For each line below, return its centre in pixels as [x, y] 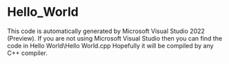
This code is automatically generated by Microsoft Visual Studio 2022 [106, 31]
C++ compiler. [28, 53]
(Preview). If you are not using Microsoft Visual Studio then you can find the [115, 38]
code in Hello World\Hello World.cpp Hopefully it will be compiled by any [110, 45]
